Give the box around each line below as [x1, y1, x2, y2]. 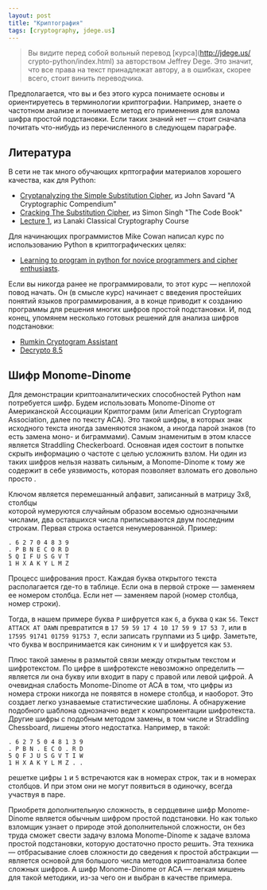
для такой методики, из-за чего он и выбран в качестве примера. [8, 873, 233, 882]
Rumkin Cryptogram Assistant [19, 337, 118, 347]
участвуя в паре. [8, 790, 66, 799]
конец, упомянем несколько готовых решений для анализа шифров [8, 313, 239, 323]
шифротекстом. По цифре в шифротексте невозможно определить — [8, 663, 245, 673]
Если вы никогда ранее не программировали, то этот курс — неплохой [8, 279, 252, 289]
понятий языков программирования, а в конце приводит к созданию [8, 296, 243, 306]
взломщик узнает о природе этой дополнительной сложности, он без [8, 822, 246, 831]
